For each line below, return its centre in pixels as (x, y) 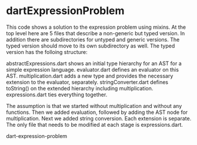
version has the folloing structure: (47, 52)
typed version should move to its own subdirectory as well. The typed (91, 46)
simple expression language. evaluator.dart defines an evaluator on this (93, 69)
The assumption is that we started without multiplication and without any (94, 106)
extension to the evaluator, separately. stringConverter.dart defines (87, 82)
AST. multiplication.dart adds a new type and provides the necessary (90, 76)
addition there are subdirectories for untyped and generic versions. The (93, 39)
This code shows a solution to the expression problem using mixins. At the (96, 27)
